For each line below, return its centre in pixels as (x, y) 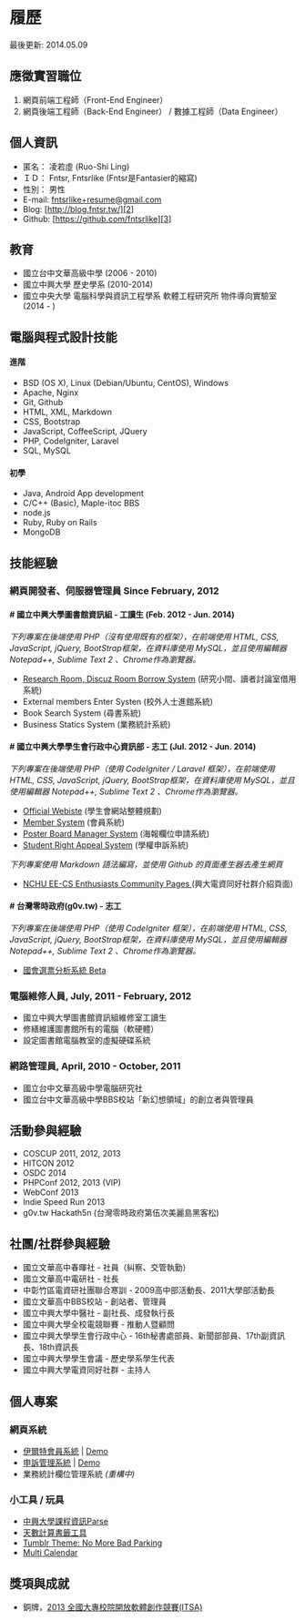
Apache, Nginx (51, 393)
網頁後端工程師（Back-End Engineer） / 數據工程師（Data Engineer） (152, 111)
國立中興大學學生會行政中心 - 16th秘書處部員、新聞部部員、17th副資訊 (153, 1336)
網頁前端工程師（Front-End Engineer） (95, 99)
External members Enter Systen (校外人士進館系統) (118, 701)
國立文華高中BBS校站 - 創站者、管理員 (94, 1301)
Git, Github (43, 402)
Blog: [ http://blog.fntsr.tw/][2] (78, 209)
